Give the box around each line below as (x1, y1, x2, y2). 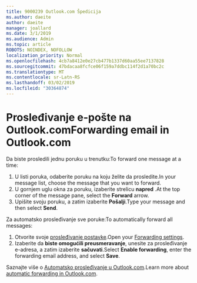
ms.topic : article (6, 42, 51, 48)
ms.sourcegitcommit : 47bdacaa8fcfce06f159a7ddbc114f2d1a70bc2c (6, 63, 165, 70)
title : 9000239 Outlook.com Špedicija (6, 8, 101, 15)
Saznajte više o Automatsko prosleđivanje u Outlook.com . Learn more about (6, 264, 189, 271)
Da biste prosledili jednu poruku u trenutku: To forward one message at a (6, 155, 181, 162)
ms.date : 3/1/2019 (6, 31, 51, 37)
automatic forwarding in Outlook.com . (6, 269, 98, 277)
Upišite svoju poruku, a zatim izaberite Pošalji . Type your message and (14, 198, 185, 205)
